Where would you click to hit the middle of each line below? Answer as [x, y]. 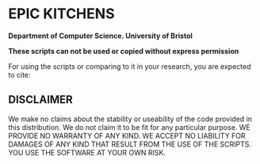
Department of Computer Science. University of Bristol [100, 36]
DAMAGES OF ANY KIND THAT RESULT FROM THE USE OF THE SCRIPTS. [130, 144]
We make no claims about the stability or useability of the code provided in [130, 119]
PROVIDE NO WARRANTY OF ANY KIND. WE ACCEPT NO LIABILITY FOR [127, 135]
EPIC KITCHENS [61, 14]
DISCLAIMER [40, 100]
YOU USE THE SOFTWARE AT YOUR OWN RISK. [87, 152]
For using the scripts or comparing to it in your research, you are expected [130, 66]
